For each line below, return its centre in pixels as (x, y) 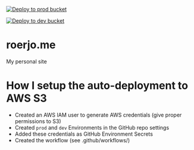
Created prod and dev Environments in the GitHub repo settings (92, 127)
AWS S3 (27, 98)
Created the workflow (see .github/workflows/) (72, 140)
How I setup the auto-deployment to (97, 86)
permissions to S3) (38, 121)
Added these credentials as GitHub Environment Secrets (84, 134)
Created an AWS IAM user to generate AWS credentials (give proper (98, 115)
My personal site (27, 61)
